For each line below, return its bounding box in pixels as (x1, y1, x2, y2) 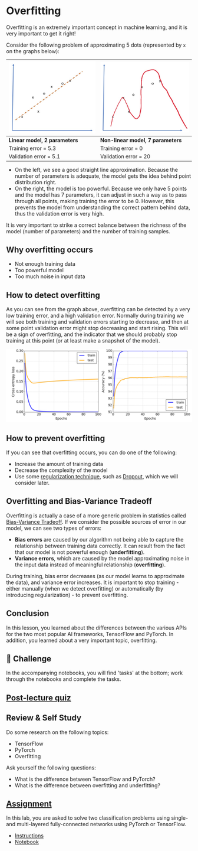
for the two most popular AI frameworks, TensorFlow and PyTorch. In (6, 630, 174, 637)
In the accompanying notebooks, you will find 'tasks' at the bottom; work (6, 669, 183, 677)
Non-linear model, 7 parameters (100, 136, 182, 144)
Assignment (6, 798, 52, 808)
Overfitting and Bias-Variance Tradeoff (6, 496, 152, 506)
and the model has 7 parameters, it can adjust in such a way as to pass (14, 191, 187, 198)
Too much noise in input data (14, 273, 85, 280)
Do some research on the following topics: (6, 728, 109, 736)
